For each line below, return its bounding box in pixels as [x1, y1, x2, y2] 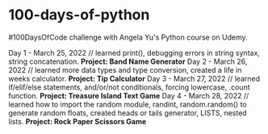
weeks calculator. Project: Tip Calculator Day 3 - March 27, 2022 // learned [8, 73, 261, 83]
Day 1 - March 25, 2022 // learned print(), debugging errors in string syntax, [8, 48, 261, 57]
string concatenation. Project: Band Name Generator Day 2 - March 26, [8, 57, 248, 66]
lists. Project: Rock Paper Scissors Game [8, 116, 147, 126]
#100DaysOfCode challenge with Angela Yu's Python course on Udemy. [8, 32, 248, 42]
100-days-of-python [8, 6, 150, 24]
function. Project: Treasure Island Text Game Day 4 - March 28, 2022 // [8, 90, 249, 100]
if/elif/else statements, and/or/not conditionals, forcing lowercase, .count [8, 82, 250, 92]
